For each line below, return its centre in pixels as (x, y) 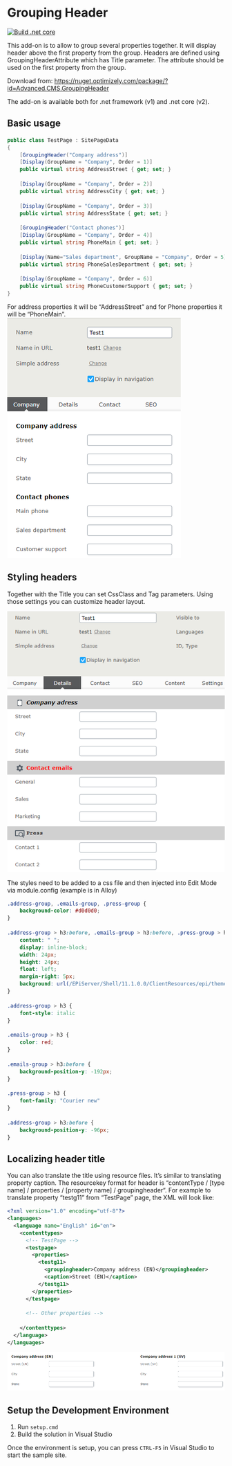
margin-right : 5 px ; (48, 977)
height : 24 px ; (40, 962)
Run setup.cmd (38, 1427)
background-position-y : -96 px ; (65, 1130)
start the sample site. (37, 1455)
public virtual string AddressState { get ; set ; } (94, 213)
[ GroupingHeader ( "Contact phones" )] (72, 228)
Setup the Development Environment (88, 1410)
